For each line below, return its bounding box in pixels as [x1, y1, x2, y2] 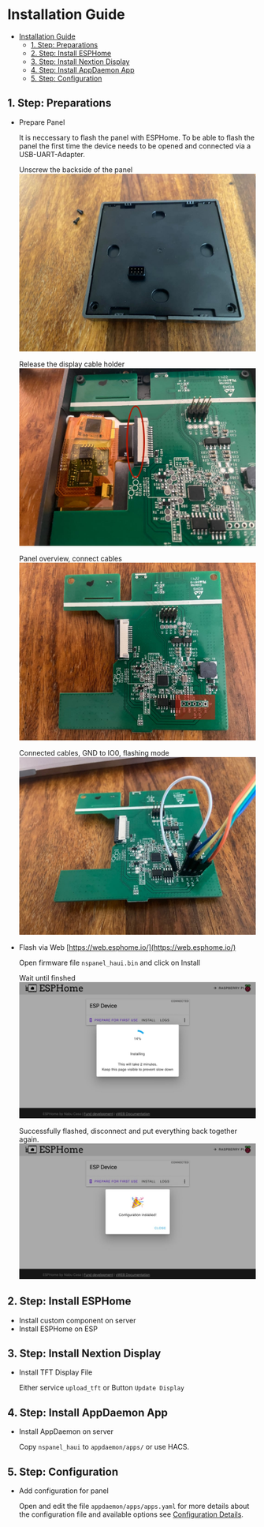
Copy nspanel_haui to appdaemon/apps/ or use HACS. [18, 1443, 190, 1452]
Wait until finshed [18, 974, 76, 983]
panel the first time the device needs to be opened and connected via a [18, 141, 251, 151]
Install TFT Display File [18, 1368, 93, 1377]
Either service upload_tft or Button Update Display [18, 1383, 184, 1393]
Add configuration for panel [18, 1486, 110, 1495]
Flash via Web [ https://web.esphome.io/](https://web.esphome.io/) [18, 943, 236, 952]
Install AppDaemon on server [18, 1427, 113, 1436]
